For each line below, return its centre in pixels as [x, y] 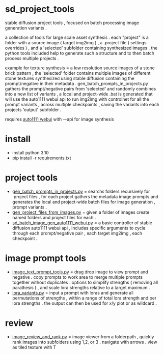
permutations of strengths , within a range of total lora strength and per [84, 298]
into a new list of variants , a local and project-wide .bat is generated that [79, 94]
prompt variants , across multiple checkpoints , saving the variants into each [82, 104]
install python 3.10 [30, 152]
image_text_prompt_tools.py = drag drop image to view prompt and [80, 272]
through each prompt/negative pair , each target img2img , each [77, 233]
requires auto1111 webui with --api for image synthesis [60, 119]
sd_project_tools [40, 9]
